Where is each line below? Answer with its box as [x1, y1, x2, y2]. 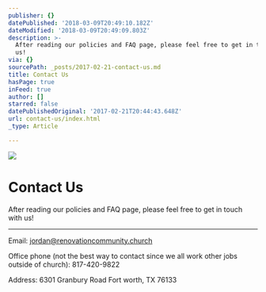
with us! [8, 213, 34, 222]
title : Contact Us [8, 71, 69, 79]
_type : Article [8, 122, 59, 130]
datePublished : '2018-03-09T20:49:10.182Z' [8, 19, 154, 27]
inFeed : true [8, 85, 51, 94]
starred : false [8, 100, 59, 108]
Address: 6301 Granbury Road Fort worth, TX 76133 [8, 275, 177, 284]
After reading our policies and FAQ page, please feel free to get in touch [8, 204, 243, 214]
